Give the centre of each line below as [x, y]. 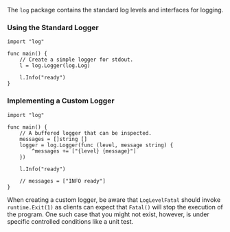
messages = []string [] [54, 139]
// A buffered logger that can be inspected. [86, 133]
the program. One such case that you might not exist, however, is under [108, 214]
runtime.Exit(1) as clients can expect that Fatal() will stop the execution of [115, 207]
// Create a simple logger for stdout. [77, 60]
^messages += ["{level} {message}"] [84, 151]
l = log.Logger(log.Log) [55, 66]
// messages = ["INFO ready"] [63, 181]
